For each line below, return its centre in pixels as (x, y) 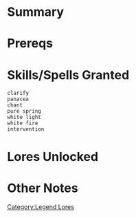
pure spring (24, 111)
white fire (23, 123)
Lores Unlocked (53, 156)
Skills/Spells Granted (68, 75)
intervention (26, 129)
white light (24, 118)
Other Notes (43, 188)
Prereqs (30, 44)
